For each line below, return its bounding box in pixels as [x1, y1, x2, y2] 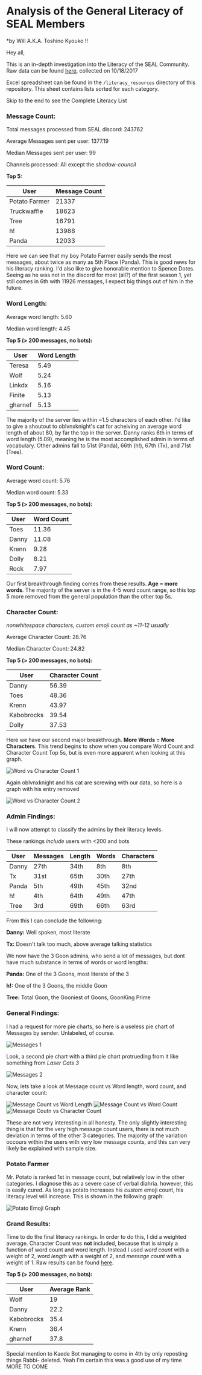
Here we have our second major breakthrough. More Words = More [6, 737, 175, 744]
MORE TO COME [6, 1363, 48, 1370]
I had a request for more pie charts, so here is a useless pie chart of [6, 1023, 175, 1030]
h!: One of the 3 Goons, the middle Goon [6, 982, 107, 989]
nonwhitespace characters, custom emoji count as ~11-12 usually [6, 622, 169, 629]
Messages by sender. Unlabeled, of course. [6, 1029, 115, 1036]
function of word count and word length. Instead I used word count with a [6, 1246, 189, 1253]
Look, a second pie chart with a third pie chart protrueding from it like [6, 1052, 179, 1060]
